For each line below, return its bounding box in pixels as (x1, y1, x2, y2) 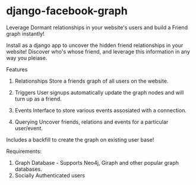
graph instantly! (6, 30, 45, 37)
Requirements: (6, 148, 42, 155)
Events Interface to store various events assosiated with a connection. (14, 106, 187, 114)
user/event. (14, 124, 43, 131)
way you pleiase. (6, 54, 48, 61)
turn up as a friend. (14, 95, 62, 102)
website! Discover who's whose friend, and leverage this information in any (6, 48, 190, 55)
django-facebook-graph (6, 4, 128, 18)
